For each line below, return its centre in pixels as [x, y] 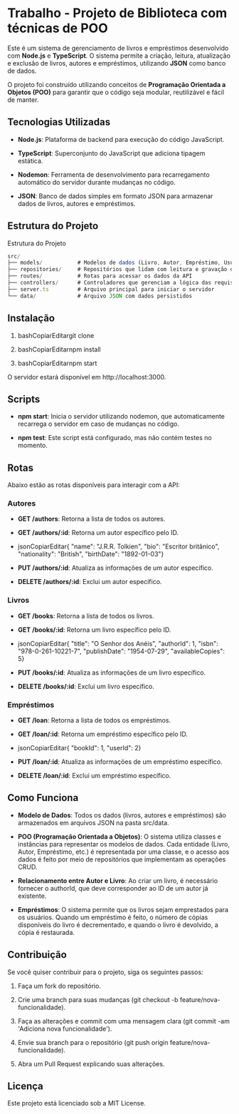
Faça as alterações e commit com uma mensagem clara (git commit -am [123, 1021]
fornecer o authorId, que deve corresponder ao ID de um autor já [113, 888]
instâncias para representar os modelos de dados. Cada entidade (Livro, [123, 844]
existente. [32, 896]
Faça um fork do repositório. [59, 986]
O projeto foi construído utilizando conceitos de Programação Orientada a [117, 84]
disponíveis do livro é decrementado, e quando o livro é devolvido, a [118, 924]
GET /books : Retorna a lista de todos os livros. [86, 615]
